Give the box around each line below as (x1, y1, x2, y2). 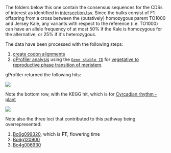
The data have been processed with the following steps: (5, 41, 124, 47)
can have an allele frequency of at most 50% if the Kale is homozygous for (5, 26, 162, 32)
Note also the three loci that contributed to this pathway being (5, 116, 136, 121)
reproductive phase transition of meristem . (12, 62, 103, 68)
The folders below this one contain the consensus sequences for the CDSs (5, 5, 163, 10)
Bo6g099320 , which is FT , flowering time (12, 131, 101, 137)
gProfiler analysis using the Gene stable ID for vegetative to (12, 56, 139, 63)
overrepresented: (5, 121, 42, 127)
